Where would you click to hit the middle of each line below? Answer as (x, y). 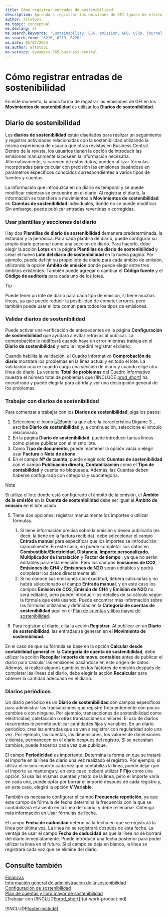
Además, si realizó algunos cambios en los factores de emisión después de (83, 668)
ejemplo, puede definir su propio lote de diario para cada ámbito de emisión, (84, 259)
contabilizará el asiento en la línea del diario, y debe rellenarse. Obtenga (80, 808)
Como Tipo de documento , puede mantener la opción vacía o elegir (83, 448)
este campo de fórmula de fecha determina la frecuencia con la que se (78, 802)
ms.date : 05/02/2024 (27, 43)
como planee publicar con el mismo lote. (54, 443)
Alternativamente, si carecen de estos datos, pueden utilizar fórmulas (77, 162)
